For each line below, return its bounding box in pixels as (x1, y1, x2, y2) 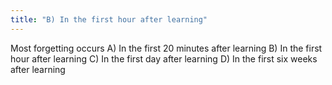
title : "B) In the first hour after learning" (10, 14, 208, 25)
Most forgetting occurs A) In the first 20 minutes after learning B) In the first (10, 42, 323, 54)
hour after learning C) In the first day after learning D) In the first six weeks (10, 52, 318, 65)
